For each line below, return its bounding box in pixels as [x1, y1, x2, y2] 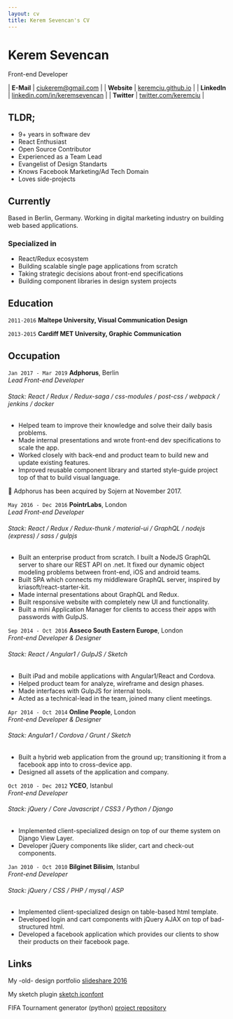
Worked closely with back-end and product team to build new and [17, 451, 209, 459]
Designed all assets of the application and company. [17, 767, 169, 776]
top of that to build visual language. [17, 473, 120, 482]
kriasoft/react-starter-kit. [17, 583, 90, 591]
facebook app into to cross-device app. [17, 760, 132, 769]
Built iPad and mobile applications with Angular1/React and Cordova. [17, 671, 216, 680]
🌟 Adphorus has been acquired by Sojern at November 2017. [8, 487, 182, 495]
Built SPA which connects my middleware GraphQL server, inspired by [17, 576, 220, 584]
